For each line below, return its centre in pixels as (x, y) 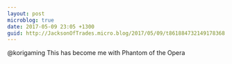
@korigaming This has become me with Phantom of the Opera (96, 53)
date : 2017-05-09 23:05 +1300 (51, 26)
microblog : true (31, 20)
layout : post (26, 14)
